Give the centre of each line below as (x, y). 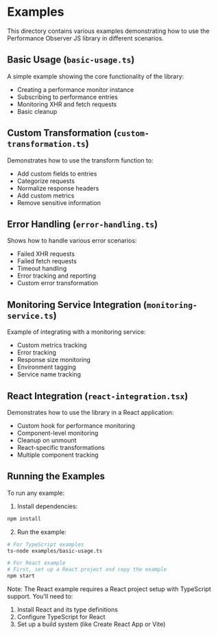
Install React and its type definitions (68, 610)
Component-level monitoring (58, 433)
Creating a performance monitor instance (75, 89)
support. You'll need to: (40, 597)
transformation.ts (46, 144)
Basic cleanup (37, 111)
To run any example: (36, 493)
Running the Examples (56, 476)
